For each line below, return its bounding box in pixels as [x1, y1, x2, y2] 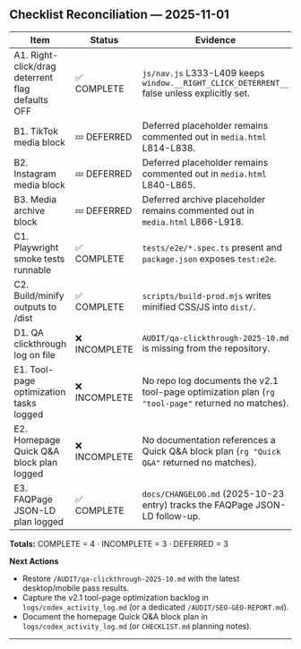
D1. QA [13, 326, 45, 338]
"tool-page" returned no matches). [142, 397, 289, 409]
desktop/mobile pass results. [21, 582, 130, 593]
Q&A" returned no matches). [142, 456, 257, 468]
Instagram [13, 167, 56, 180]
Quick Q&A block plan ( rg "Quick [142, 445, 281, 457]
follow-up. [156, 509, 202, 522]
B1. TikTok [13, 124, 58, 137]
